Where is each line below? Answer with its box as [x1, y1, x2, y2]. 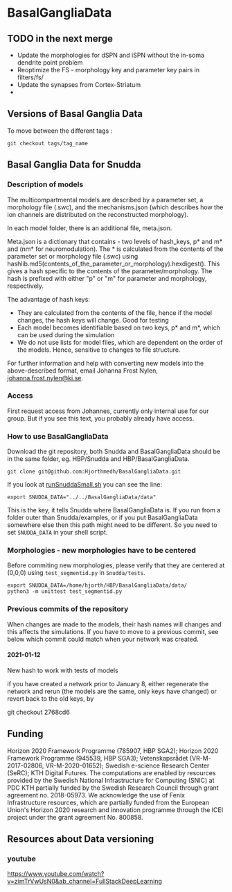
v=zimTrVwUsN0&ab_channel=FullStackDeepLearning [7, 877, 163, 886]
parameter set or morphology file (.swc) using [7, 252, 139, 260]
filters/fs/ [17, 73, 44, 81]
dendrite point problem [17, 58, 83, 67]
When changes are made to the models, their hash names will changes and [7, 620, 222, 629]
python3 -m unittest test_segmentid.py [7, 588, 123, 595]
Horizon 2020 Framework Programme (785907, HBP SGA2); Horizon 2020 [7, 746, 219, 755]
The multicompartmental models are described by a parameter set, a [7, 195, 204, 204]
